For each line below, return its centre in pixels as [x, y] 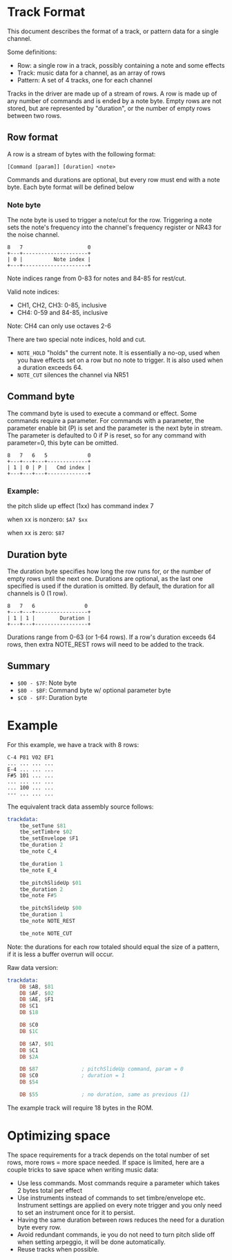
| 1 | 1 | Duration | [49, 618]
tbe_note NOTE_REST [48, 921]
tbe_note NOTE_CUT [46, 933]
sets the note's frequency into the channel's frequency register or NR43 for [115, 227]
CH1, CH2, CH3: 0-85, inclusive [62, 305]
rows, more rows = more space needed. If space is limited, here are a [106, 1162]
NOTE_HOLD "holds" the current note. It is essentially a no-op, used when [118, 353]
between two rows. [35, 116]
